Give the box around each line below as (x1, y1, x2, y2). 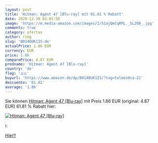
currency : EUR (5, 48, 34, 53)
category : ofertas (5, 30, 43, 35)
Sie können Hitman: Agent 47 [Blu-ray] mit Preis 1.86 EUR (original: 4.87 (5, 98, 150, 104)
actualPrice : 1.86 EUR (5, 44, 51, 48)
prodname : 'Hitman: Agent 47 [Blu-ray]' (5, 62, 89, 67)
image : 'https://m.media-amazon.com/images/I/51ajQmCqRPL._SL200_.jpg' (5, 21, 154, 26)
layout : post (5, 7, 32, 12)
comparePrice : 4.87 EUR (5, 57, 54, 62)
